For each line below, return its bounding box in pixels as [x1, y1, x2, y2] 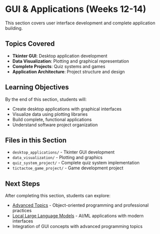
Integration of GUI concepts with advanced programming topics [12, 224, 143, 230]
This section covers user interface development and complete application [5, 20, 156, 26]
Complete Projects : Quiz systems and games [12, 63, 106, 69]
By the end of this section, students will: [5, 96, 87, 102]
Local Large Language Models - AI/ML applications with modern [12, 213, 144, 219]
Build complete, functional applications [12, 116, 92, 122]
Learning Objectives [5, 83, 69, 91]
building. [5, 25, 23, 31]
